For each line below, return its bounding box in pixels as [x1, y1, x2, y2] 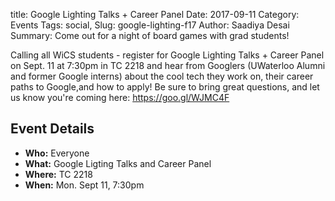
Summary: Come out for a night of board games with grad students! [10, 30, 290, 41]
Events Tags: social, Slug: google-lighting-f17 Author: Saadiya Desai [10, 19, 290, 31]
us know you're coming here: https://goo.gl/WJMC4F [10, 92, 230, 103]
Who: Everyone [24, 147, 90, 159]
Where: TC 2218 [24, 168, 93, 180]
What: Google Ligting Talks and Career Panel [24, 157, 212, 169]
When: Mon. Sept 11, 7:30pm [24, 179, 145, 191]
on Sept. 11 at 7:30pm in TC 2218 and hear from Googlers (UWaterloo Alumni [10, 60, 326, 71]
